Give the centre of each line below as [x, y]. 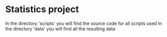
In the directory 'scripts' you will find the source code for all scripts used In [84, 23]
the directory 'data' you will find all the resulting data [60, 28]
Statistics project [42, 9]
